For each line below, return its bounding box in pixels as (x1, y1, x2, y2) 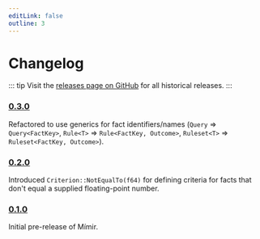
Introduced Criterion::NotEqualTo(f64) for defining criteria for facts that (8, 175, 253, 185)
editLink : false (8, 11, 63, 20)
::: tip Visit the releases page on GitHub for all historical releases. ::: (8, 81, 232, 90)
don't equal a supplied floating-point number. (8, 183, 160, 194)
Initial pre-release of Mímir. (8, 222, 99, 232)
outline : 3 (8, 19, 45, 27)
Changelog (8, 54, 84, 73)
